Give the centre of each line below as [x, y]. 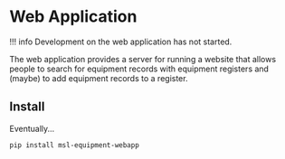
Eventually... [32, 128]
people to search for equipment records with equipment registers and [139, 69]
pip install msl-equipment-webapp [75, 145]
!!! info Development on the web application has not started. [121, 42]
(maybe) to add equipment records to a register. [99, 78]
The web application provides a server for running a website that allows [143, 59]
